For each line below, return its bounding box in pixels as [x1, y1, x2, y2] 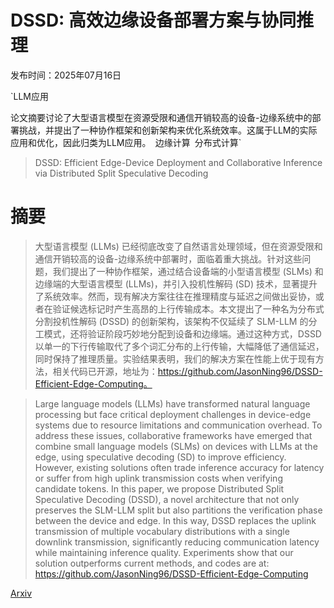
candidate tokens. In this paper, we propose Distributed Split [34, 482, 285, 495]
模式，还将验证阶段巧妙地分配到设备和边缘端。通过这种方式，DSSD [43, 327, 322, 340]
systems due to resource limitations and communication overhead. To [34, 419, 323, 431]
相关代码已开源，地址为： [52, 365, 158, 377]
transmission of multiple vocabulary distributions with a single [34, 525, 290, 537]
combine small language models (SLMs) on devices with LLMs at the [34, 440, 318, 452]
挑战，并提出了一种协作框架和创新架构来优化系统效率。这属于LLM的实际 [18, 124, 318, 136]
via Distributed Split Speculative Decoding [34, 167, 209, 179]
